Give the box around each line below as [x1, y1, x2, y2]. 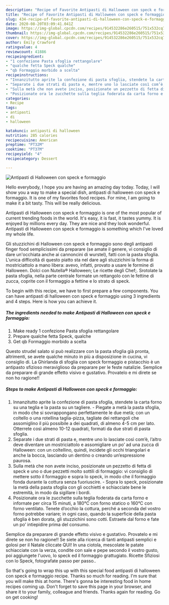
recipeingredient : [6, 54, 44, 59]
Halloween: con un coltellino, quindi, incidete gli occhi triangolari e [13, 447, 150, 453]
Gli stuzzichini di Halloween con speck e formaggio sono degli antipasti [6, 241, 153, 247]
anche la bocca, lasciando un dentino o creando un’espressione [13, 452, 145, 458]
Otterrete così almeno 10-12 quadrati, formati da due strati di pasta [13, 426, 151, 432]
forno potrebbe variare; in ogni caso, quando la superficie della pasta [13, 511, 156, 517]
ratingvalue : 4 [6, 45, 38, 50]
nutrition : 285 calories [6, 133, 58, 138]
